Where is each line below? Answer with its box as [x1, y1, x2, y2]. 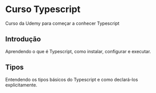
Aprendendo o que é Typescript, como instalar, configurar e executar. [5, 48, 151, 54]
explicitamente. [5, 82, 38, 88]
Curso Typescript [5, 4, 81, 15]
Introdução [5, 35, 41, 43]
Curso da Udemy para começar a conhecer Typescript [5, 20, 119, 26]
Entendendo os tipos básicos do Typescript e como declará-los [5, 76, 138, 82]
